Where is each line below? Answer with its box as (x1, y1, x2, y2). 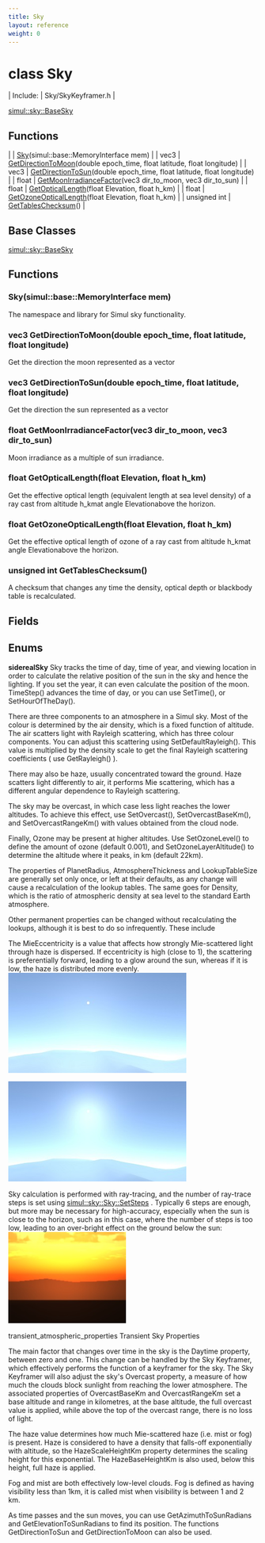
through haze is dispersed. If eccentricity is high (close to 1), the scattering (8, 947, 252, 956)
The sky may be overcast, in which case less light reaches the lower (8, 801, 231, 810)
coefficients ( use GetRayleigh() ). (8, 753, 118, 763)
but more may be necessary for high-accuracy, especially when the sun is (8, 1206, 250, 1216)
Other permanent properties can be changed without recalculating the (8, 914, 237, 924)
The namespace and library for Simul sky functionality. (8, 309, 187, 319)
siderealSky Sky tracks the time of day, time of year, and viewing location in (8, 662, 257, 672)
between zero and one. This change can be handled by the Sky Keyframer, (8, 1354, 252, 1364)
